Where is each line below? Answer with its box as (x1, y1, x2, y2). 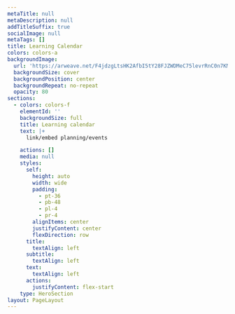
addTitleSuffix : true (7, 23, 71, 30)
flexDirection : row (32, 231, 90, 238)
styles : (20, 160, 42, 167)
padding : (32, 186, 58, 193)
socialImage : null (7, 29, 61, 37)
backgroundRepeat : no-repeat (13, 82, 99, 89)
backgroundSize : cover (13, 69, 80, 76)
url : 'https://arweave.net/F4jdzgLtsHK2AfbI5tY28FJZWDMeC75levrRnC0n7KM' (13, 62, 233, 69)
